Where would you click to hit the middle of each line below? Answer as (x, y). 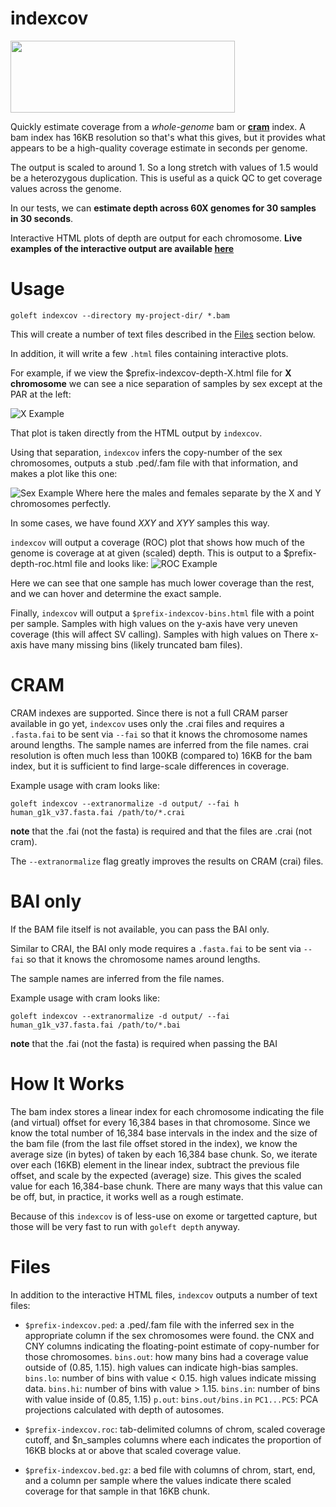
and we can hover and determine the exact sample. (116, 593)
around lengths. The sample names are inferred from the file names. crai (159, 744)
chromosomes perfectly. (61, 503)
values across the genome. (66, 188)
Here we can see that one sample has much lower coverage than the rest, (162, 583)
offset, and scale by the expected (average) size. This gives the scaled (156, 1175)
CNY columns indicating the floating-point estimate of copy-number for (172, 1346)
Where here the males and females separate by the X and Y (198, 493)
